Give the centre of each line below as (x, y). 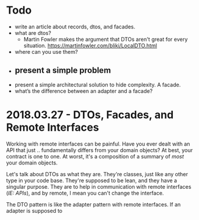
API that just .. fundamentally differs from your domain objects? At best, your (99, 150)
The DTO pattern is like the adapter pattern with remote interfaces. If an (94, 204)
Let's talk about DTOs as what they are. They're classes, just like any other (97, 174)
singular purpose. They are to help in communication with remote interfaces (99, 186)
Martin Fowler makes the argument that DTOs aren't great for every (106, 39)
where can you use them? (46, 51)
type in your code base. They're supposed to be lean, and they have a (92, 180)
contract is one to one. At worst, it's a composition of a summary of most (95, 156)
